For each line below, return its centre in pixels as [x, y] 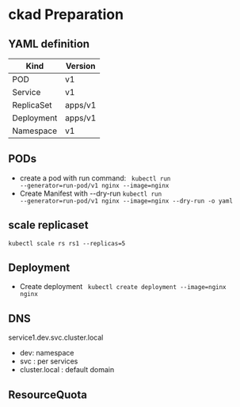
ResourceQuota [48, 395]
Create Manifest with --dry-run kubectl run [91, 193]
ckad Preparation [66, 15]
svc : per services [49, 361]
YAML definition [49, 44]
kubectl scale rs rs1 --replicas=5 [67, 243]
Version [80, 66]
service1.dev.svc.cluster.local [56, 337]
